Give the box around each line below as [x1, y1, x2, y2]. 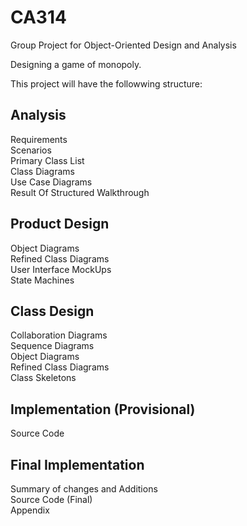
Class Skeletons [10, 372, 77, 384]
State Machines [10, 274, 75, 286]
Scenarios [10, 144, 52, 156]
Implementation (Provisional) [10, 401, 196, 418]
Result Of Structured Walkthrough [10, 186, 150, 198]
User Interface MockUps [10, 263, 112, 275]
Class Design [10, 302, 95, 320]
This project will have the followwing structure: [10, 77, 203, 90]
